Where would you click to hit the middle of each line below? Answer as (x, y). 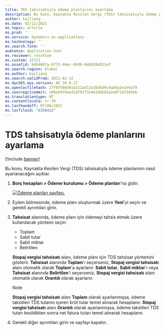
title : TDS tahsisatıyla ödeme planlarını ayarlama (59, 10)
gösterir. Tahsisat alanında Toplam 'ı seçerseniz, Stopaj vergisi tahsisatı (85, 262)
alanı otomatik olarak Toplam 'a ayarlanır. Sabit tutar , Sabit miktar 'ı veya (85, 267)
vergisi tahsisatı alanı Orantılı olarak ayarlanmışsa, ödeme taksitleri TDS (85, 307)
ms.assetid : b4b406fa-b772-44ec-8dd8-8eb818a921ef (58, 65)
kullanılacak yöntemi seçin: (40, 222)
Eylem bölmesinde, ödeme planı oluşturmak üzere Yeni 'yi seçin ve (79, 202)
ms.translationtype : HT (29, 97)
